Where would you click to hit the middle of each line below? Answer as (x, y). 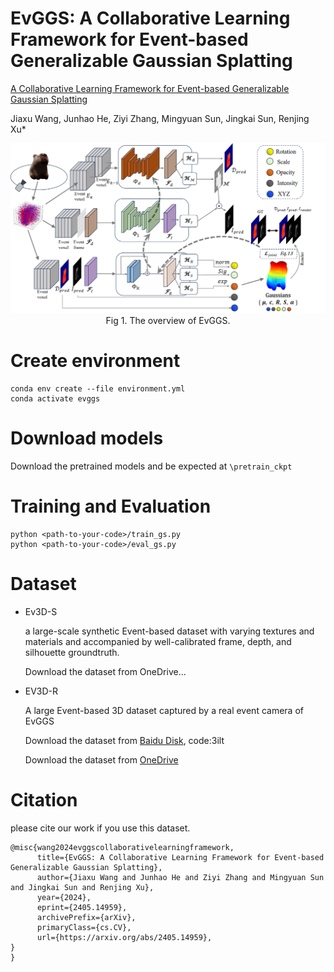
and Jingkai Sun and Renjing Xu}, (82, 887)
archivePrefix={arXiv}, (86, 917)
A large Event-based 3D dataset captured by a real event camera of (164, 710)
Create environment (95, 361)
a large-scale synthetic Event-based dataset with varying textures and (169, 631)
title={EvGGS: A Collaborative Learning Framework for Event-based (180, 857)
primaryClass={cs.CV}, (84, 927)
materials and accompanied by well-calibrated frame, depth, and (158, 641)
